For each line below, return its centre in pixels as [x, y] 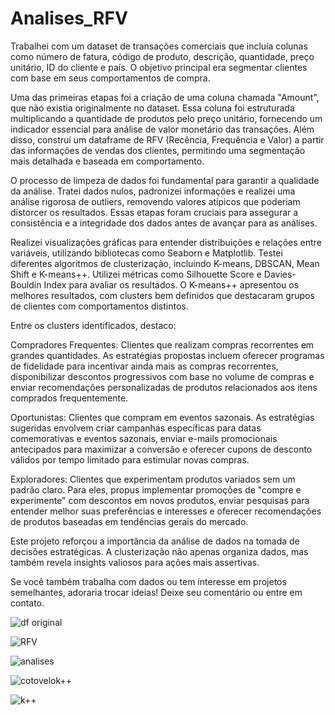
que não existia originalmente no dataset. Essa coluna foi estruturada [152, 108]
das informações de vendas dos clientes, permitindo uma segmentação [158, 150]
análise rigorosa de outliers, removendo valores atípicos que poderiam [155, 201]
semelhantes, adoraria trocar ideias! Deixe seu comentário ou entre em [156, 592]
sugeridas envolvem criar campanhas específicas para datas [136, 428]
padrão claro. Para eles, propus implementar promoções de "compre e [156, 489]
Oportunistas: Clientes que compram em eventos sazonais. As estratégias [162, 417]
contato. [27, 603]
